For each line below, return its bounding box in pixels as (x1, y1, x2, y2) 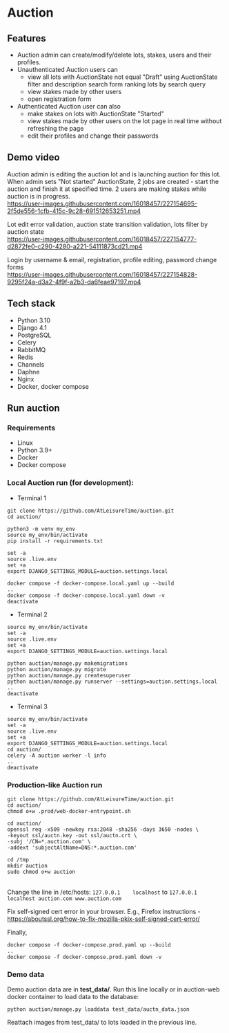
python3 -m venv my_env (7, 525, 76, 532)
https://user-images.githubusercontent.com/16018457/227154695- (7, 199, 198, 208)
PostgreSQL (17, 331, 52, 339)
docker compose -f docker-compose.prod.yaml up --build (7, 941, 171, 949)
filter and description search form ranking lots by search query (27, 80, 206, 88)
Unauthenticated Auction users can (17, 66, 119, 73)
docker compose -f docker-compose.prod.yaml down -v (7, 953, 162, 960)
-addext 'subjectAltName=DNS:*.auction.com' (7, 844, 137, 851)
